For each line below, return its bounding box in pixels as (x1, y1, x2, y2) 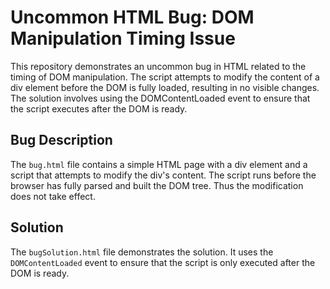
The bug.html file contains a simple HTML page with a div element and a (10, 158, 308, 170)
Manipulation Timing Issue (10, 27, 236, 50)
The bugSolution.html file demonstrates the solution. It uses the (10, 246, 274, 258)
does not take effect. (10, 190, 96, 202)
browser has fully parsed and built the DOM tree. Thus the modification (10, 179, 304, 191)
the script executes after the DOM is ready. (10, 102, 188, 115)
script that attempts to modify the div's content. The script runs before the (10, 169, 317, 181)
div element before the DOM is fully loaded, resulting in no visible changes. (10, 81, 320, 93)
